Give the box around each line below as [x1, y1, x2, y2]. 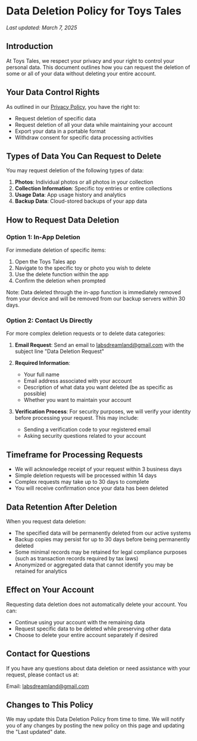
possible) [23, 390, 46, 397]
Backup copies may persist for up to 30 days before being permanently [14, 535, 190, 542]
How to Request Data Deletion [6, 215, 120, 225]
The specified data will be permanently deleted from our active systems [14, 529, 192, 536]
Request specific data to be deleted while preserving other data [14, 625, 171, 632]
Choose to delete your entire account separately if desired [14, 631, 158, 638]
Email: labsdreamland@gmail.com [6, 682, 89, 690]
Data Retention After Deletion [6, 502, 117, 512]
